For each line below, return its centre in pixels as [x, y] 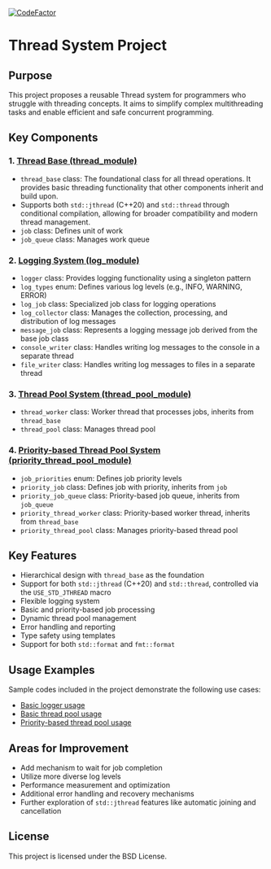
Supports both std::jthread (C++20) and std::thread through [125, 204]
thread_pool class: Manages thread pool [88, 429]
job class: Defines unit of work [72, 230]
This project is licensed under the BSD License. [88, 856]
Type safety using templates [68, 635]
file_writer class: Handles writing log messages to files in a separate [138, 364]
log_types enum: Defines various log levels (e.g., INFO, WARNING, [131, 286]
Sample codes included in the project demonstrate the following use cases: [135, 690]
